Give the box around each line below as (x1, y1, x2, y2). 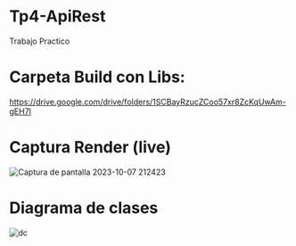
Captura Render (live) (9, 137, 172, 158)
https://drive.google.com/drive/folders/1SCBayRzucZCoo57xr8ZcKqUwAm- (9, 96, 287, 107)
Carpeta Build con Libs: (9, 67, 185, 87)
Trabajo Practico (9, 36, 70, 46)
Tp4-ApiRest (9, 6, 106, 27)
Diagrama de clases (9, 198, 159, 217)
